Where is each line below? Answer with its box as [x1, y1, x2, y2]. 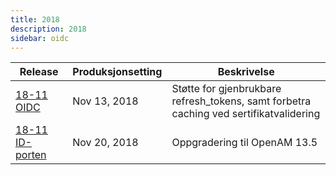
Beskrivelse [217, 65, 275, 79]
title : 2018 [10, 14, 60, 25]
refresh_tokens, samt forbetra [171, 94, 312, 108]
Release [19, 65, 59, 79]
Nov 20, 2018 [72, 136, 139, 150]
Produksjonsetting [72, 65, 163, 79]
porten [15, 148, 47, 162]
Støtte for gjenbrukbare [171, 82, 282, 96]
